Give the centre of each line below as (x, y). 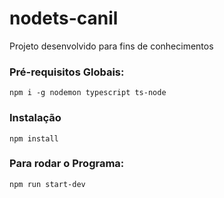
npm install (34, 138)
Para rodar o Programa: (67, 164)
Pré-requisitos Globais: (67, 72)
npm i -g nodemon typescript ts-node (88, 93)
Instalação (35, 118)
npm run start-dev (47, 184)
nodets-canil (64, 18)
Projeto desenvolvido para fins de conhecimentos (111, 46)
